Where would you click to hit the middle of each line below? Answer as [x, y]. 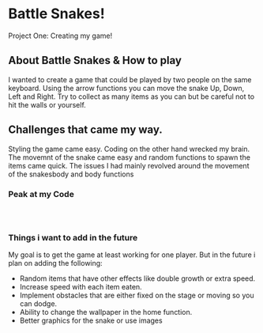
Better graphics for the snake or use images [91, 320]
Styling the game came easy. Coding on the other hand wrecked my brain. [129, 149]
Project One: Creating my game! [60, 36]
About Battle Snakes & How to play [95, 61]
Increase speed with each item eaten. [81, 287]
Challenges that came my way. [86, 130]
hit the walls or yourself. [47, 104]
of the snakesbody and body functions [71, 174]
